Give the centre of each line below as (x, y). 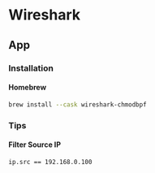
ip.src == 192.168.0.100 (50, 162)
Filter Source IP (35, 145)
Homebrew (28, 88)
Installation (31, 68)
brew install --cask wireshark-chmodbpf (78, 104)
